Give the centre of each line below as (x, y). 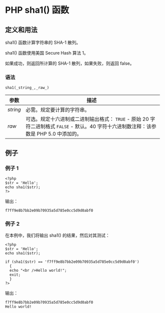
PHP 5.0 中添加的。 (59, 134)
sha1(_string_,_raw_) (27, 88)
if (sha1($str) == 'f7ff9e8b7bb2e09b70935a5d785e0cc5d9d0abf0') (72, 262)
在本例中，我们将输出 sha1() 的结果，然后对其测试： (57, 235)
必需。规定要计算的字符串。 (58, 110)
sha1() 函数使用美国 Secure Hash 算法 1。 (47, 53)
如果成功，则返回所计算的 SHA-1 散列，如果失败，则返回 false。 (70, 63)
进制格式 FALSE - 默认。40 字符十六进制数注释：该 (94, 127)
